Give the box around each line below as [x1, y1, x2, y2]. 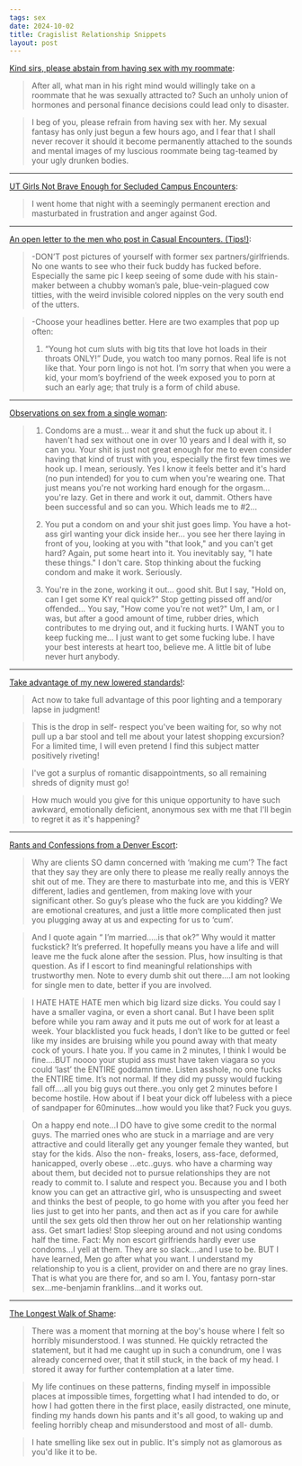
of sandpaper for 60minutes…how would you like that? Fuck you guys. [31, 1102, 292, 1113]
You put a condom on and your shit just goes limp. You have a [44, 519, 274, 530]
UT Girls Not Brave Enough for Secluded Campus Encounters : [9, 181, 238, 192]
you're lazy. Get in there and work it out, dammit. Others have [44, 492, 272, 503]
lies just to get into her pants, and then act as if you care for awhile [31, 1206, 279, 1217]
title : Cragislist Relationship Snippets [9, 30, 167, 39]
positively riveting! [31, 751, 100, 761]
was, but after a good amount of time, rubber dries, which [44, 613, 259, 624]
